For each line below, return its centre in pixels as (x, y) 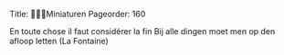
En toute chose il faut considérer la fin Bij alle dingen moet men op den (142, 31)
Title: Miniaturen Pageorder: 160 (78, 14)
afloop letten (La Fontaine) (59, 41)
